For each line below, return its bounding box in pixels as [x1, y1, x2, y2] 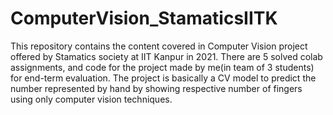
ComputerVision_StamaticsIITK [10, 7, 278, 30]
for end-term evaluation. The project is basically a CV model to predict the [10, 72, 317, 84]
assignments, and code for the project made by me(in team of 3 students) [10, 61, 315, 73]
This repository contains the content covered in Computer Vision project [10, 40, 308, 52]
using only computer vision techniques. [10, 93, 173, 105]
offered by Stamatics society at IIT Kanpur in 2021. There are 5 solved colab [10, 50, 323, 62]
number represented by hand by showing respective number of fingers [10, 82, 303, 94]
